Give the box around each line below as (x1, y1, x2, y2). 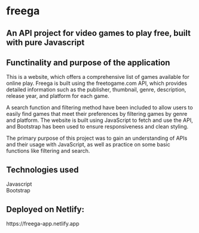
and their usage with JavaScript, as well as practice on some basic (6, 141, 170, 148)
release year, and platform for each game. (6, 93, 109, 100)
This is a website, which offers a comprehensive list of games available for (6, 73, 190, 81)
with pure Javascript (6, 37, 85, 47)
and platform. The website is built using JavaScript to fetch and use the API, (6, 116, 193, 124)
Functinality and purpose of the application (6, 57, 170, 68)
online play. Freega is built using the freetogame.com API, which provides (6, 79, 187, 87)
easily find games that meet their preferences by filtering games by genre (6, 111, 188, 118)
